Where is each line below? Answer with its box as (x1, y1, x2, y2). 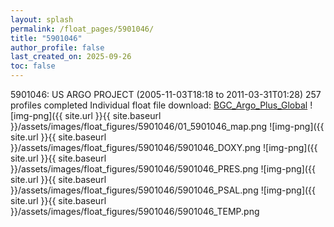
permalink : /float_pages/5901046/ (10, 24, 155, 34)
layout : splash (10, 14, 74, 25)
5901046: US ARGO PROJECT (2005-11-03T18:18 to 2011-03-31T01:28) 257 (10, 89, 322, 100)
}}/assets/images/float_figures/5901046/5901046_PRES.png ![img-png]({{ (10, 163, 316, 175)
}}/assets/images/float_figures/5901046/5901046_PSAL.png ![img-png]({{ (10, 184, 317, 196)
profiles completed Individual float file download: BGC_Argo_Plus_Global (10, 99, 308, 111)
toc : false (10, 61, 56, 71)
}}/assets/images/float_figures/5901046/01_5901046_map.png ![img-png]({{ (10, 121, 325, 132)
